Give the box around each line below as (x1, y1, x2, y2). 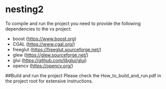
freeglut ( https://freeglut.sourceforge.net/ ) (12, 46, 102, 52)
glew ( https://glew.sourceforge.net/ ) (12, 52, 89, 58)
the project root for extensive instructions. (5, 78, 93, 84)
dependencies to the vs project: (5, 25, 72, 32)
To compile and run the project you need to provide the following (5, 20, 141, 26)
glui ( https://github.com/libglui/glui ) (12, 57, 87, 63)
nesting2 (5, 4, 44, 15)
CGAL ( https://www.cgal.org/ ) (12, 41, 75, 47)
